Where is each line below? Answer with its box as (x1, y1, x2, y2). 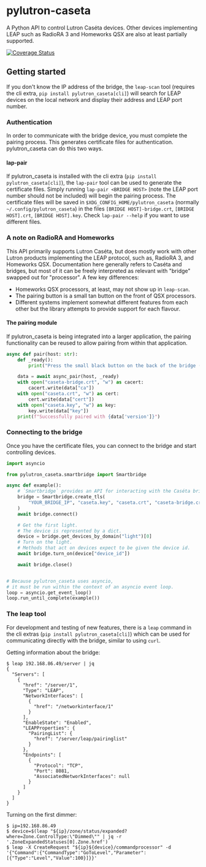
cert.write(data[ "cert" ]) (28, 396, 95, 403)
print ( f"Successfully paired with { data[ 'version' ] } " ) (17, 414, 161, 420)
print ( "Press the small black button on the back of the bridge (28, 363, 196, 369)
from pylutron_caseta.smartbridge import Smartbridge (6, 471, 147, 477)
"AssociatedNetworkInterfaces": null (33, 773, 131, 779)
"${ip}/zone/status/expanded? (50, 828, 128, 834)
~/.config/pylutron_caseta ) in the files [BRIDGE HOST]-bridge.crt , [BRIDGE (6, 205, 194, 212)
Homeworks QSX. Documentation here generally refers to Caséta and (6, 260, 182, 268)
